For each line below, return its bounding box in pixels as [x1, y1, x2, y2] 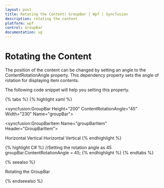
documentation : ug [5, 30, 43, 35]
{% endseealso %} [5, 178, 43, 184]
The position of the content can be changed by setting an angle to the [5, 67, 146, 73]
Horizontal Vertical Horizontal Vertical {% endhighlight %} [5, 135, 122, 141]
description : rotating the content [5, 16, 78, 21]
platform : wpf [5, 21, 34, 26]
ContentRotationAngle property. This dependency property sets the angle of [5, 72, 159, 78]
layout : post [5, 7, 32, 12]
